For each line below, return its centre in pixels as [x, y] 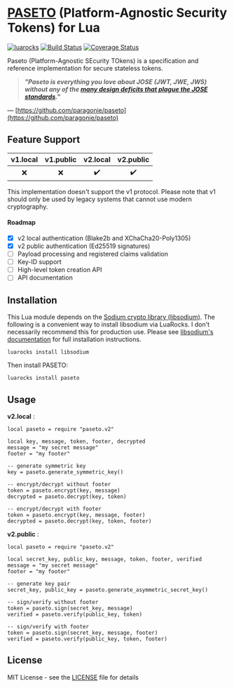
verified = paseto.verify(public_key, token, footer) [88, 639]
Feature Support [44, 140]
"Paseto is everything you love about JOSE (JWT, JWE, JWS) [116, 81]
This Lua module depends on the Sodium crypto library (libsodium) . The [111, 317]
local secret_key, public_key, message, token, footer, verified [104, 559]
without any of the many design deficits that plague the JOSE [116, 89]
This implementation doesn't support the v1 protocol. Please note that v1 [111, 191]
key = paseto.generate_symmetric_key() [66, 472]
